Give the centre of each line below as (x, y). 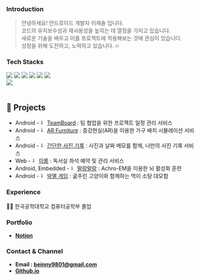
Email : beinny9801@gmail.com (56, 265)
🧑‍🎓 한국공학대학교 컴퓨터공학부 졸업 (49, 206)
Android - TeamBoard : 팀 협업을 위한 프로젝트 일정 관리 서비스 (94, 123)
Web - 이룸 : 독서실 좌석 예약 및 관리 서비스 (70, 161)
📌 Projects (26, 107)
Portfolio (19, 222)
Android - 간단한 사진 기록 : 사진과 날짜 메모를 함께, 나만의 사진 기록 (99, 146)
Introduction (25, 9)
